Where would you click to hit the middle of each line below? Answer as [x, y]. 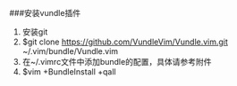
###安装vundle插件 [45, 13]
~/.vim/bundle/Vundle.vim [70, 51]
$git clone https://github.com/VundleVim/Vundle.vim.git [125, 42]
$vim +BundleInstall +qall [69, 72]
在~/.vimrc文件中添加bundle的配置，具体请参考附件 [117, 62]
